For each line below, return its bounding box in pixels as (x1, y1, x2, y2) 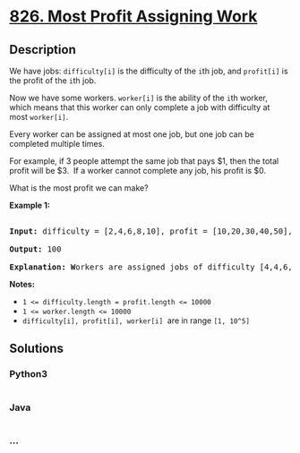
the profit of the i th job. (9, 75, 97, 86)
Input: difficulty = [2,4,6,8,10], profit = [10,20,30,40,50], (9, 226, 293, 236)
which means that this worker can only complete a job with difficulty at (9, 102, 270, 113)
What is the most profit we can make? (9, 183, 150, 193)
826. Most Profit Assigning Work (9, 6, 258, 27)
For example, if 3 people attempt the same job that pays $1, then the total (9, 156, 279, 167)
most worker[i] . (9, 112, 69, 122)
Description (9, 42, 76, 57)
